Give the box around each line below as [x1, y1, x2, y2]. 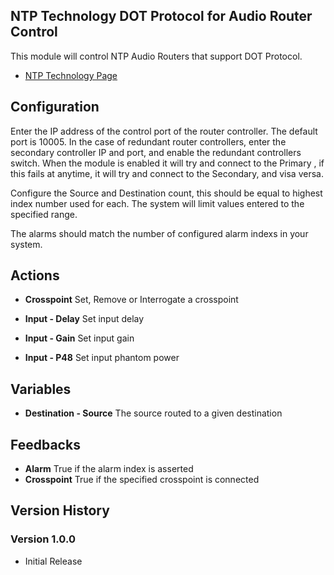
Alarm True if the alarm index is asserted [24, 463, 194, 475]
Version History [10, 502, 110, 519]
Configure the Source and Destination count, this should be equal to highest [10, 187, 323, 199]
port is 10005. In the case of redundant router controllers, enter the [10, 135, 287, 148]
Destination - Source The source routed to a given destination [24, 407, 283, 419]
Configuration [10, 99, 100, 116]
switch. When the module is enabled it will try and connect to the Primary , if [10, 157, 325, 169]
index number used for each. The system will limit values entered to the [10, 197, 305, 209]
